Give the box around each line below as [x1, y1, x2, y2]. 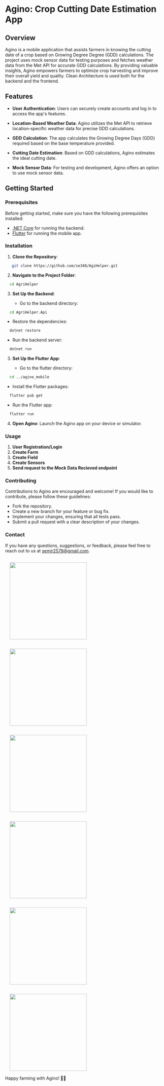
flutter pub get [9, 393, 43, 398]
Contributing [5, 477, 36, 484]
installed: [5, 216, 24, 221]
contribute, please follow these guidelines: [5, 494, 91, 500]
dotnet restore [9, 328, 41, 333]
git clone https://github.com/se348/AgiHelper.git [11, 263, 118, 268]
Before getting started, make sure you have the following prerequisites [5, 210, 148, 216]
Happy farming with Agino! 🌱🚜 [5, 1075, 66, 1081]
